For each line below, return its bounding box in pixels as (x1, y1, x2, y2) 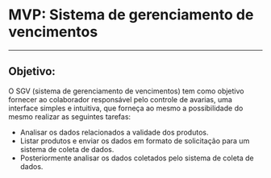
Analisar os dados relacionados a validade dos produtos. (19, 127, 209, 137)
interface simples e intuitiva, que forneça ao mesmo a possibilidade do (8, 103, 244, 113)
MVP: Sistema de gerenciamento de (8, 6, 254, 24)
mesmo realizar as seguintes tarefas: (8, 111, 131, 122)
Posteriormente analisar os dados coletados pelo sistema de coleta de (19, 153, 254, 163)
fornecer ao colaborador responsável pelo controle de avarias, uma (8, 94, 232, 104)
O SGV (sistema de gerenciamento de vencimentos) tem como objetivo (8, 86, 244, 96)
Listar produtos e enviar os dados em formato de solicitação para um (19, 135, 250, 146)
